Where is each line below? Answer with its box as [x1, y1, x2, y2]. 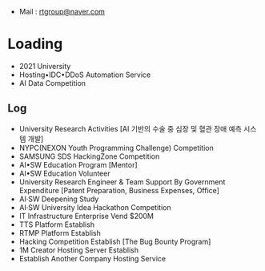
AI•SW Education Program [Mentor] [18, 160, 138, 169]
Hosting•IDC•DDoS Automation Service [18, 70, 151, 79]
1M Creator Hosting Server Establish [18, 245, 139, 255]
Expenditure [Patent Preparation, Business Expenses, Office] [18, 185, 219, 195]
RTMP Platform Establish [18, 228, 101, 237]
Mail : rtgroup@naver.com [18, 7, 106, 16]
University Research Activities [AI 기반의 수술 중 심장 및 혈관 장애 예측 [18, 123, 242, 133]
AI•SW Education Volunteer [18, 168, 110, 178]
